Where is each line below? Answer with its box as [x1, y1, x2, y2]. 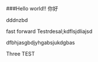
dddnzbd [6, 17, 28, 23]
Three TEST [6, 50, 35, 57]
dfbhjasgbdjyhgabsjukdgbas [6, 39, 75, 46]
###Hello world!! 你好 [6, 5, 59, 12]
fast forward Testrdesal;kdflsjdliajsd [6, 28, 93, 35]
